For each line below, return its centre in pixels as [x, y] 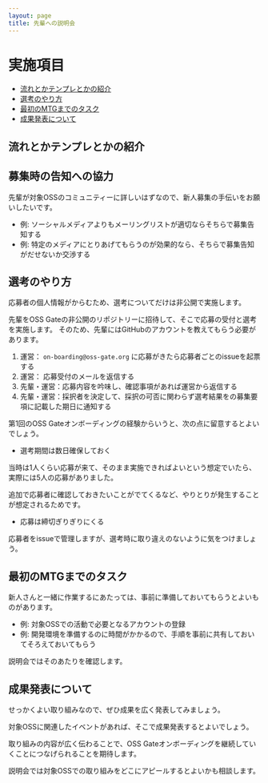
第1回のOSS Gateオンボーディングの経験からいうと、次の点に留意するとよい [134, 424]
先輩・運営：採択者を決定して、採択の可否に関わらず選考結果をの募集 [135, 396]
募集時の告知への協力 [61, 177]
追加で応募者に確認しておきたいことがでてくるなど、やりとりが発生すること [134, 495]
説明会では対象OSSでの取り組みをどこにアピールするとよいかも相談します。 [134, 771]
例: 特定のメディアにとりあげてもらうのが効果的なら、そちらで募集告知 [137, 244]
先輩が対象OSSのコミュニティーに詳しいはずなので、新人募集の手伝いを [127, 197]
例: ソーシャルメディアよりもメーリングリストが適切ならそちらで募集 [134, 224]
